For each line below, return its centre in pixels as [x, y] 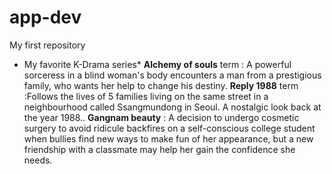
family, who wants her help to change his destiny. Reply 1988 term [161, 85]
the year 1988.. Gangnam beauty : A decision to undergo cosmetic [161, 117]
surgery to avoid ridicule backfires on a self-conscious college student [169, 128]
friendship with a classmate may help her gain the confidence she [159, 149]
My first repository [47, 45]
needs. [38, 160]
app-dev [45, 17]
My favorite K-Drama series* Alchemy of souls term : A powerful [157, 64]
